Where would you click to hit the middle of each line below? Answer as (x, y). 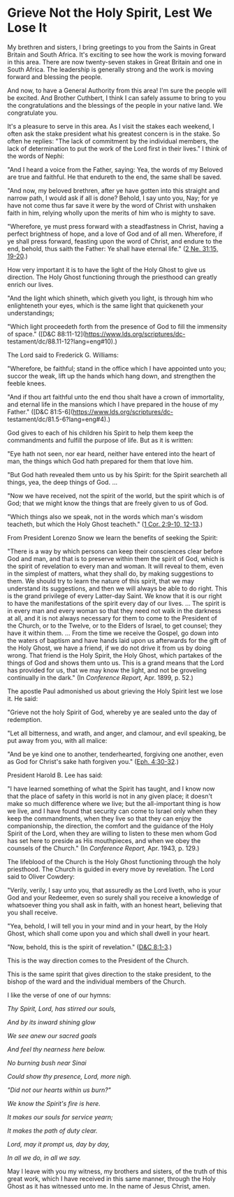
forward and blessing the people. (55, 77)
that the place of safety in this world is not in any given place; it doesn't (110, 796)
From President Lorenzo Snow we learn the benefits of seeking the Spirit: (112, 537)
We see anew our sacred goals (52, 1035)
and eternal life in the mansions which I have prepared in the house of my (113, 404)
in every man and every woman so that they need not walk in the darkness (114, 611)
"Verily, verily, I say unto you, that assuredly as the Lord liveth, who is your (114, 890)
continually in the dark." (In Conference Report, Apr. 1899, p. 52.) (100, 677)
